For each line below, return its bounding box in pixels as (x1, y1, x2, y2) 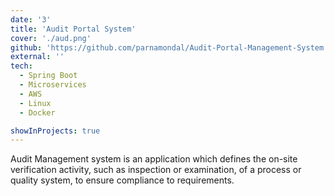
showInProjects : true (10, 126, 101, 136)
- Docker (19, 107, 56, 118)
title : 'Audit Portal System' (10, 24, 137, 34)
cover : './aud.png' (10, 33, 92, 43)
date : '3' (10, 14, 52, 25)
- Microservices (19, 80, 87, 90)
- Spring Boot (19, 71, 78, 81)
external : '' (10, 52, 65, 62)
